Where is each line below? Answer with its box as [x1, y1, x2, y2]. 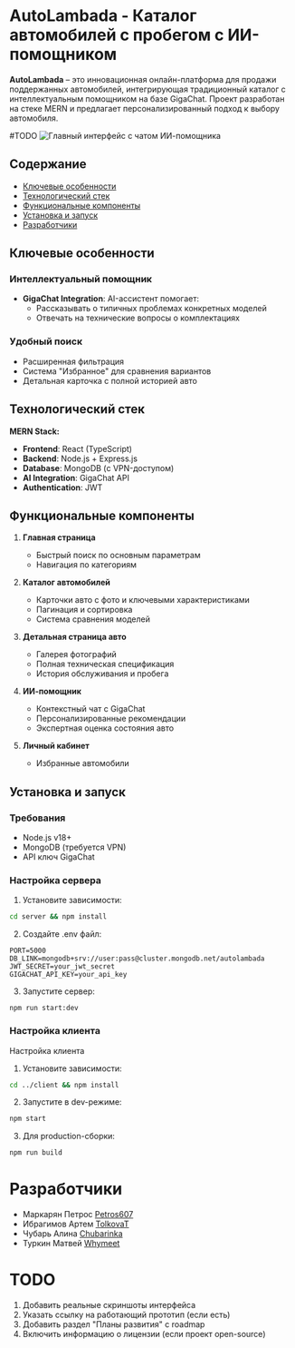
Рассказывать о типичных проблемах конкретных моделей [35, 303, 267, 314]
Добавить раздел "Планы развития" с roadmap [22, 1319, 205, 1330]
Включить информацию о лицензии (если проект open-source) [22, 1329, 266, 1340]
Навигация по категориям [35, 559, 138, 570]
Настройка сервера [9, 873, 102, 886]
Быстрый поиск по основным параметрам [35, 550, 201, 561]
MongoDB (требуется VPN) [22, 841, 127, 853]
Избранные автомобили [35, 758, 129, 769]
